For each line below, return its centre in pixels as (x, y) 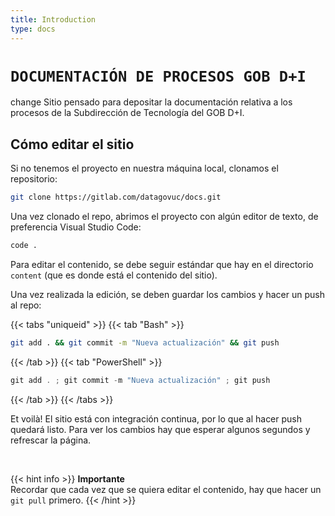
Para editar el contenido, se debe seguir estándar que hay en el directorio (162, 264)
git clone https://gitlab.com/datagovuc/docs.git (116, 197)
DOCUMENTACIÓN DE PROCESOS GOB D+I (158, 76)
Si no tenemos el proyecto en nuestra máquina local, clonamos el (144, 168)
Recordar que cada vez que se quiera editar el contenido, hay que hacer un (166, 489)
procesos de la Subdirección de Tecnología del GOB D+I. (127, 113)
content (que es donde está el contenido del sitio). (114, 275)
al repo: (26, 305)
